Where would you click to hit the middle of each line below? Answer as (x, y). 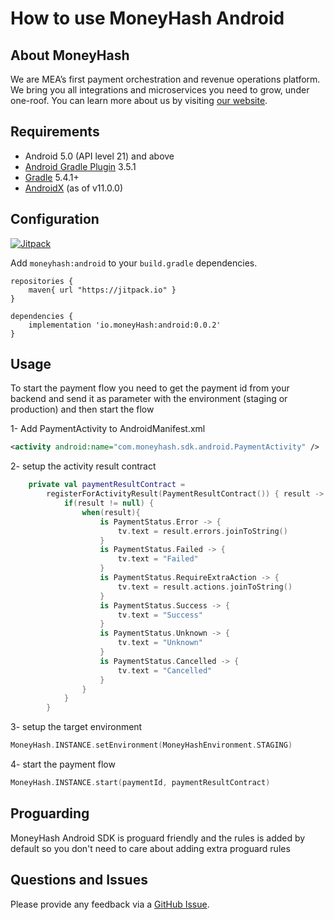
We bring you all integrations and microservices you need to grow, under (160, 90)
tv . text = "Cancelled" (165, 670)
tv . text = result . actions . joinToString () (205, 587)
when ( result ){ (111, 512)
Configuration (55, 219)
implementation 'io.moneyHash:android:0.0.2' (125, 325)
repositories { (42, 281)
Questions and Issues (79, 880)
